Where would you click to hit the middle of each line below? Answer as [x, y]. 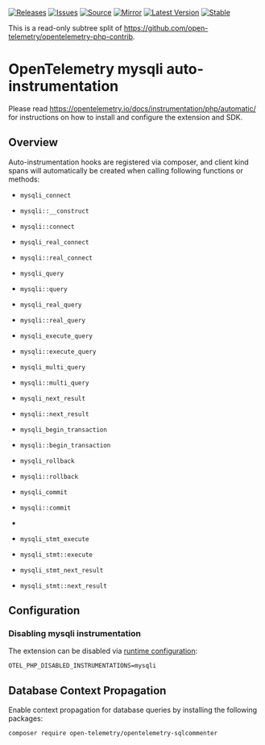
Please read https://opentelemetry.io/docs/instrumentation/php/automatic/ [132, 108]
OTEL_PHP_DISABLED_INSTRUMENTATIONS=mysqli [83, 666]
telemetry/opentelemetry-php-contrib [71, 37]
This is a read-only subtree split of [65, 28]
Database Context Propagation [87, 691]
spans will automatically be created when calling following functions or [126, 170]
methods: [24, 179]
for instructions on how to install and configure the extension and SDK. [126, 117]
